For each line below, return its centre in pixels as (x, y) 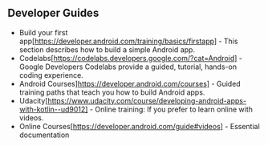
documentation (44, 135)
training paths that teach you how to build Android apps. (112, 92)
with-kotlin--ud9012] (53, 109)
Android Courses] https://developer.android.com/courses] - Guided (130, 83)
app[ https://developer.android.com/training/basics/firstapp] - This (128, 41)
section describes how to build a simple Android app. (107, 49)
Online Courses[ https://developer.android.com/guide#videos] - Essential (139, 126)
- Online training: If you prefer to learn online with (171, 109)
